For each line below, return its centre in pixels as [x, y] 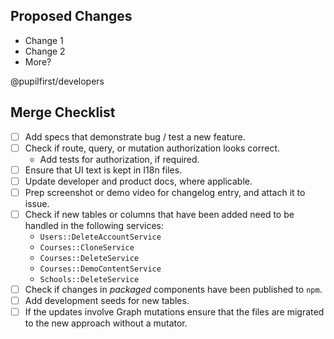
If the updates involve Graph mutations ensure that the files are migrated [174, 312]
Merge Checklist [63, 112]
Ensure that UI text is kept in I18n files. [103, 170]
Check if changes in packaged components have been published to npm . [173, 289]
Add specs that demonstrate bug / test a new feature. [135, 136]
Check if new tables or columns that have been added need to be [159, 214]
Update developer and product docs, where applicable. [138, 181]
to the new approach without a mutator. [106, 323]
